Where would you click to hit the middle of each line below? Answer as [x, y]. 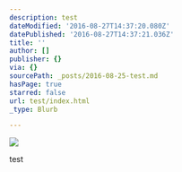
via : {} [24, 68]
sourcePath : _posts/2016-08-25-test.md [84, 76]
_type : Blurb [34, 109]
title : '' [28, 43]
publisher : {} [36, 59]
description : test [43, 17]
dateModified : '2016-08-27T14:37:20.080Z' [90, 26]
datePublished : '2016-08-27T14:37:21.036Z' [92, 34]
